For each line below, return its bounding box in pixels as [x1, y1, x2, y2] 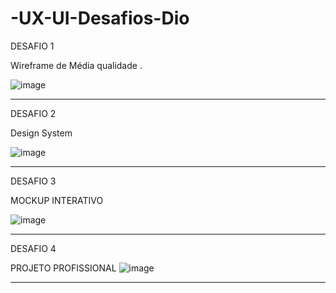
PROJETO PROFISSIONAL [10, 262, 117, 274]
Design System [10, 127, 73, 139]
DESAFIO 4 [10, 242, 57, 254]
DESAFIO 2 [10, 107, 57, 119]
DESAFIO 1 [10, 40, 55, 52]
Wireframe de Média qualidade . [10, 59, 143, 71]
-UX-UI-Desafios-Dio [10, 7, 190, 30]
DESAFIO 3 [10, 175, 57, 187]
